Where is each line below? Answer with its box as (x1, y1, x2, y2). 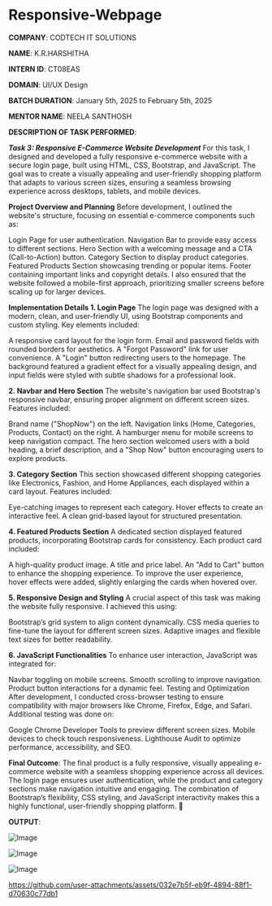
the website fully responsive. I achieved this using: (8, 601, 177, 611)
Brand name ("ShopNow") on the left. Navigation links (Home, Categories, (8, 419, 256, 429)
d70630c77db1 (8, 888, 58, 898)
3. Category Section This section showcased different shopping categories (8, 469, 261, 479)
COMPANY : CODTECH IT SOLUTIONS (8, 33, 136, 42)
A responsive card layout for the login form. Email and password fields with (8, 335, 260, 345)
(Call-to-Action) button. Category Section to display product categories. (8, 252, 249, 262)
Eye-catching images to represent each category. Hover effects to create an (8, 502, 264, 512)
